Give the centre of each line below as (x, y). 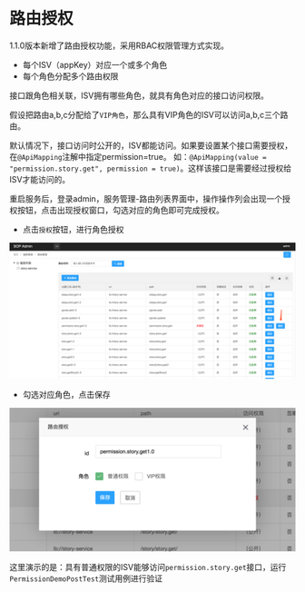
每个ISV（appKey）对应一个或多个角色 (95, 64)
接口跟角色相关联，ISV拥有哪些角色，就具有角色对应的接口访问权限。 (139, 95)
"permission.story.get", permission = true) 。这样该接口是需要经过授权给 (151, 168)
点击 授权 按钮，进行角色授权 (73, 229)
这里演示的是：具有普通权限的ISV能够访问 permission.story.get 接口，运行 (148, 567)
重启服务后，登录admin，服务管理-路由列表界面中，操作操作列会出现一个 (146, 198)
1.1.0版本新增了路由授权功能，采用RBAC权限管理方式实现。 (119, 45)
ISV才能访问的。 (40, 179)
